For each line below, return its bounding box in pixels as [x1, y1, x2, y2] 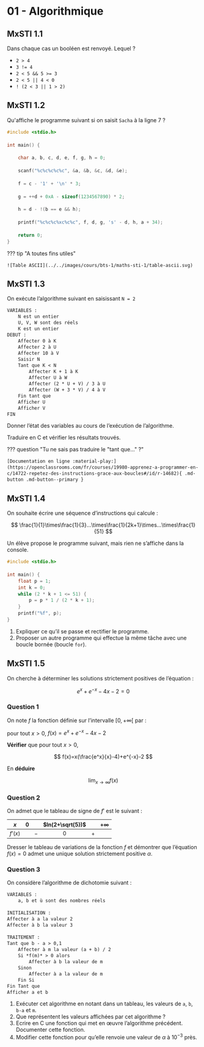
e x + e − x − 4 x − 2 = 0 [76, 686, 130, 695]
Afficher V [18, 405, 46, 412]
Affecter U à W [29, 374, 68, 381]
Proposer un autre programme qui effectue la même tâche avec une [15, 634, 187, 641]
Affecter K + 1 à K [29, 368, 79, 375]
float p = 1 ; [18, 578, 51, 584]
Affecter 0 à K [18, 338, 57, 345]
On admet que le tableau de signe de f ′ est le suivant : [7, 808, 143, 815]
